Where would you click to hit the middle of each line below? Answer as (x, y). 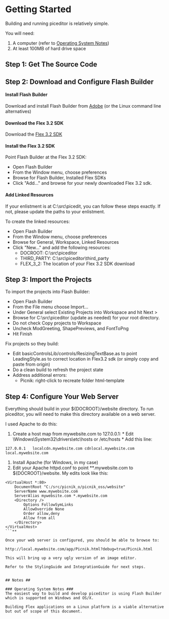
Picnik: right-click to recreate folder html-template (72, 381)
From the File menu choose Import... (50, 307)
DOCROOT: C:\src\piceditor (49, 253)
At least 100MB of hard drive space (49, 48)
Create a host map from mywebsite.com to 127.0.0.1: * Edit (73, 434)
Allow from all (39, 518)
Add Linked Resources (30, 194)
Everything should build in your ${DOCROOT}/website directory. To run (79, 409)
